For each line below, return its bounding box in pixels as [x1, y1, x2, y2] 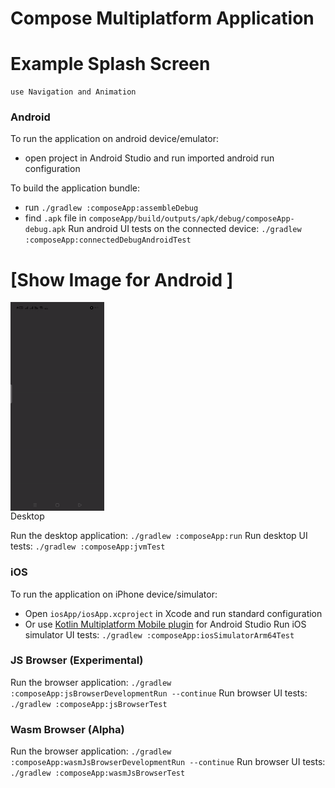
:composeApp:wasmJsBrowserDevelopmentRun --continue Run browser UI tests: [10, 756, 326, 768]
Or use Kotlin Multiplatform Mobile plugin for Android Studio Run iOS [24, 618, 307, 630]
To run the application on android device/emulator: [10, 133, 220, 145]
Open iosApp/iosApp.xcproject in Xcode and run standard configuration [24, 607, 323, 619]
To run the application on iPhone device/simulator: [10, 588, 218, 600]
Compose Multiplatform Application [10, 7, 315, 30]
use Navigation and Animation [10, 87, 137, 97]
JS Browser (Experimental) [10, 653, 144, 667]
